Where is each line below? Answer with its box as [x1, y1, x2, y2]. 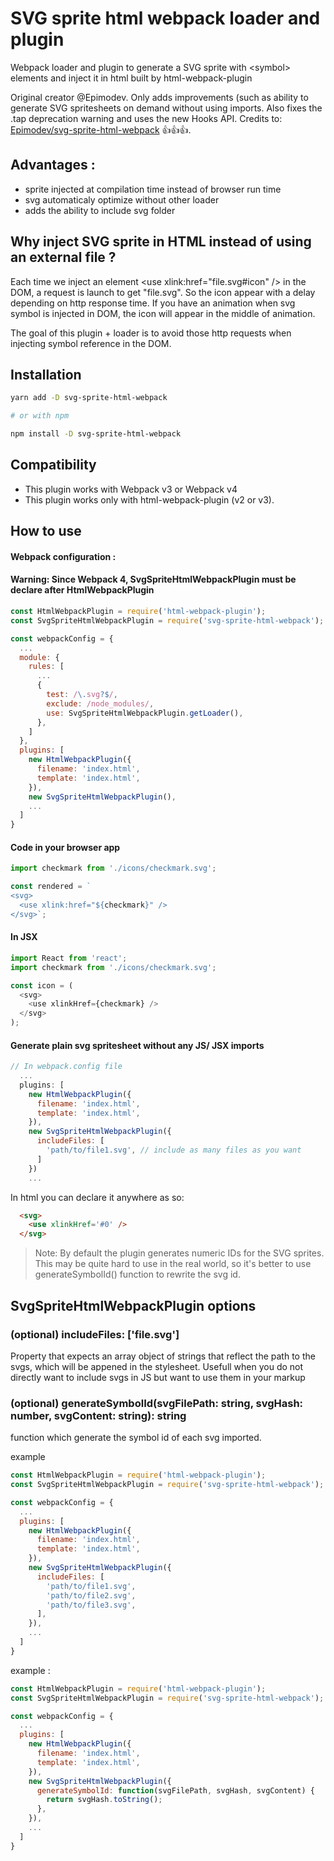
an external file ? [10, 249, 117, 266]
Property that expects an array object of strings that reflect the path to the [10, 1350, 316, 1362]
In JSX [10, 931, 38, 943]
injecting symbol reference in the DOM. [10, 337, 172, 349]
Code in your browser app [10, 841, 121, 853]
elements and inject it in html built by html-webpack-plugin [10, 72, 253, 84]
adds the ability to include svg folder [24, 204, 176, 216]
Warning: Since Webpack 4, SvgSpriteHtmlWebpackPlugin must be [10, 573, 297, 586]
